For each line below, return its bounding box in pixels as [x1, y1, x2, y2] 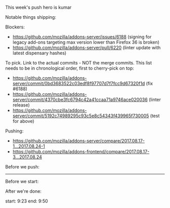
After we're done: [5, 188, 42, 194]
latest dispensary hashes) [12, 50, 67, 56]
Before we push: [5, 164, 39, 169]
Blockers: [5, 24, 25, 30]
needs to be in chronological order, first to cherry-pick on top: [5, 65, 134, 71]
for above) [12, 118, 34, 124]
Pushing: [5, 128, 24, 134]
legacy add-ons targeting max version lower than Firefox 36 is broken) [12, 39, 160, 45]
